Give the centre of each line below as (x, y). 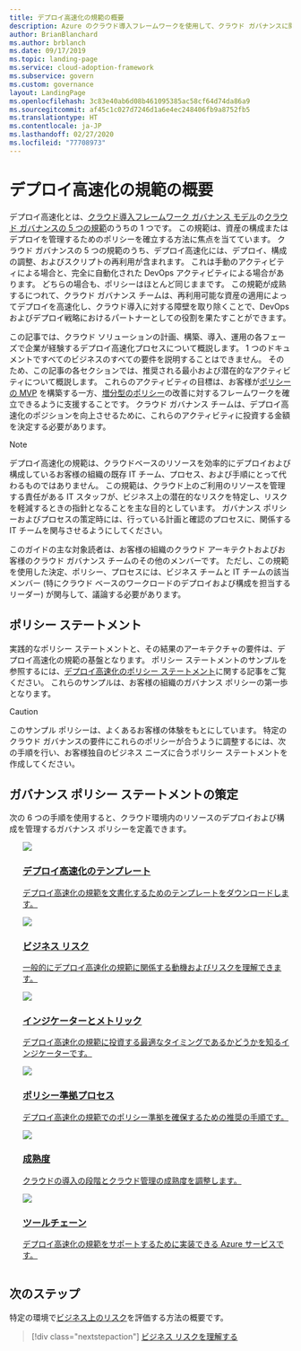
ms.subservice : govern (52, 76)
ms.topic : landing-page (54, 59)
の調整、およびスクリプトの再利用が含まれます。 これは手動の (124, 261)
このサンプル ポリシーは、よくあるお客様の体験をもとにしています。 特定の (148, 730)
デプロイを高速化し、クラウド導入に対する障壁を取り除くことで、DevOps (153, 306)
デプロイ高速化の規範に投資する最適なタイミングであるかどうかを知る (152, 1042)
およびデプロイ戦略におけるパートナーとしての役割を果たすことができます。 (150, 317)
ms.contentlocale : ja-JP (56, 127)
